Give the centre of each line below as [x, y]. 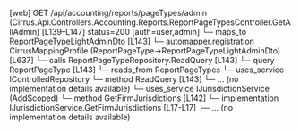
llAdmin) [25, 32]
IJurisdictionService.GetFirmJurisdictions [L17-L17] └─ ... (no [121, 107]
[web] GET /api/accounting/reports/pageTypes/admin [108, 13]
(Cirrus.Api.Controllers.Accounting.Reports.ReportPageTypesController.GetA [150, 22]
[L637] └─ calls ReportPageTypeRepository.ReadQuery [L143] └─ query [142, 60]
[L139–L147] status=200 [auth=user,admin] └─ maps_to [144, 32]
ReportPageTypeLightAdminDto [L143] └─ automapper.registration [132, 41]
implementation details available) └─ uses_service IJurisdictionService [140, 89]
